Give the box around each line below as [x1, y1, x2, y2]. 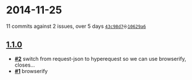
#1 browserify [14, 67, 48, 74]
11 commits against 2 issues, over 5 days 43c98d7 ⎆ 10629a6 [6, 23, 146, 30]
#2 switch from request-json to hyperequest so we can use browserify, [14, 55, 186, 62]
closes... [14, 61, 35, 68]
